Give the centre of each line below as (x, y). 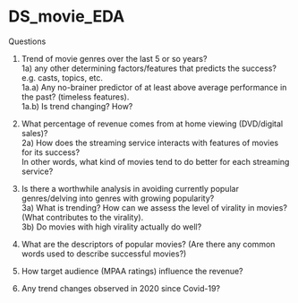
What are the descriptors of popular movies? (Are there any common (148, 244)
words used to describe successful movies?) (104, 254)
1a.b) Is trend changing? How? (77, 106)
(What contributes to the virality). (82, 217)
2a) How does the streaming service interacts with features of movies (150, 143)
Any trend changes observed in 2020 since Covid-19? (121, 288)
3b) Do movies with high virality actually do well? (111, 227)
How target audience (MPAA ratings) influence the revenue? (132, 271)
